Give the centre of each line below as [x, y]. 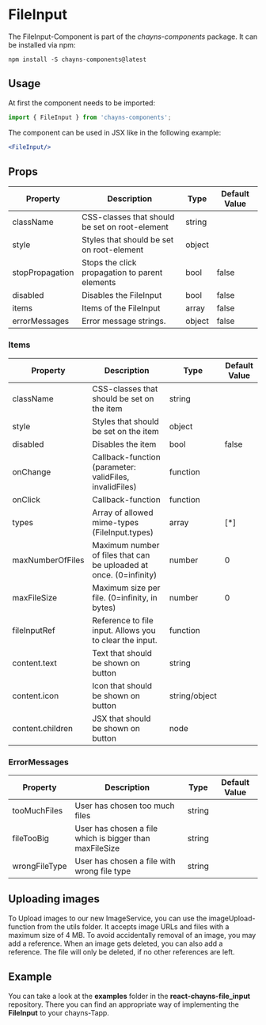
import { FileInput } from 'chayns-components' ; [90, 117]
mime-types [116, 522]
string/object [193, 695]
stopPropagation [43, 272]
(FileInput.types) [123, 532]
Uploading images [54, 899]
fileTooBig [31, 838]
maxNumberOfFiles [48, 560]
